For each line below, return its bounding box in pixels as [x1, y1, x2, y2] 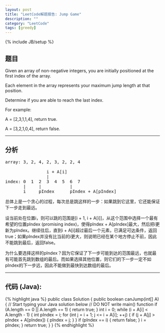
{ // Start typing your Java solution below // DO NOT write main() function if [5, 301, 158, 307]
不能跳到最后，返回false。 [5, 239, 58, 246]
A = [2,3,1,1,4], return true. [5, 116, 57, 122]
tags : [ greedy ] [5, 26, 36, 30]
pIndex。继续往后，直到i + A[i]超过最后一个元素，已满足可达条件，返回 [13, 227, 157, 233]
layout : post [5, 7, 32, 12]
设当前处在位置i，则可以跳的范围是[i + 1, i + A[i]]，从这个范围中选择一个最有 [5, 215, 158, 221]
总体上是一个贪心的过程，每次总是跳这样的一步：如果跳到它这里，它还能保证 [5, 198, 160, 204]
